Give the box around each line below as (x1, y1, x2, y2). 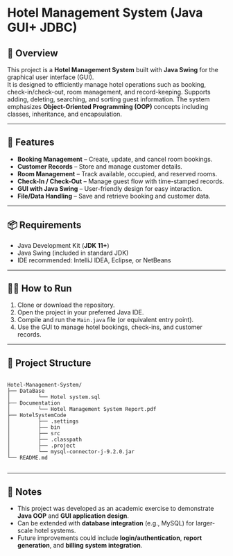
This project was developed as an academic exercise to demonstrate (17, 505, 214, 513)
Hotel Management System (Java (7, 5, 203, 21)
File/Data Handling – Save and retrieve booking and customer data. (17, 192, 211, 200)
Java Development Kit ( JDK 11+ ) (17, 241, 110, 249)
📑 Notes (7, 486, 42, 498)
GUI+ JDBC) (7, 19, 78, 35)
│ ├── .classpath (7, 436, 82, 444)
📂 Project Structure (7, 357, 92, 369)
